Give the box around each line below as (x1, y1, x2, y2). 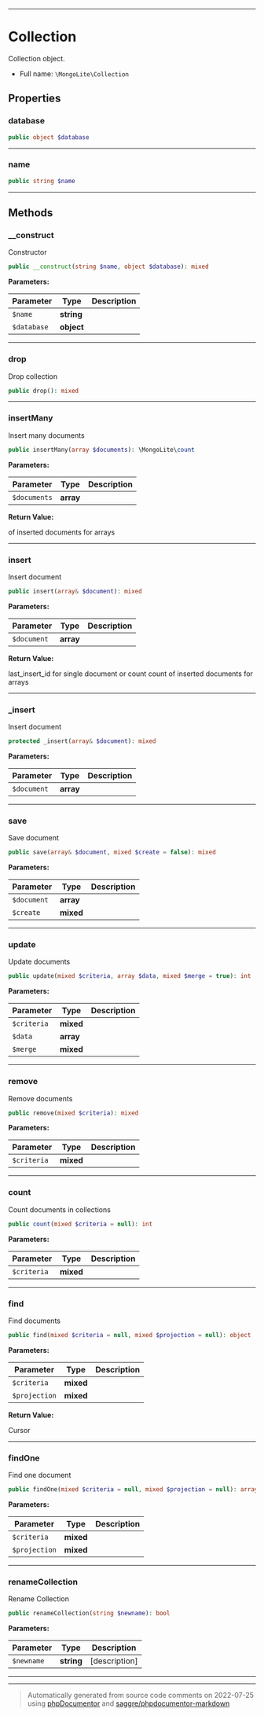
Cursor (8, 1425, 31, 1435)
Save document (8, 833, 59, 843)
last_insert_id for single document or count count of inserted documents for (8, 669, 254, 678)
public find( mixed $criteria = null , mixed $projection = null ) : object (8, 1331, 251, 1339)
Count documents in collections (8, 1204, 112, 1214)
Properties (8, 92, 61, 105)
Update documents (8, 957, 71, 967)
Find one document (8, 1471, 71, 1480)
